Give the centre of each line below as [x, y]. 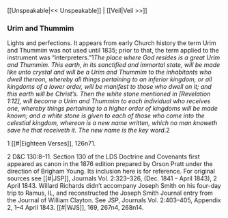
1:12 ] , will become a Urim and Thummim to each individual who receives [109, 101]
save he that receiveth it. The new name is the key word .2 [88, 131]
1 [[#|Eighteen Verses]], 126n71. [52, 144]
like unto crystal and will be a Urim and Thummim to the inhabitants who [109, 72]
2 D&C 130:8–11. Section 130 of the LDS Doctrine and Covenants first [103, 156]
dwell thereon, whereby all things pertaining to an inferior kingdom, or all [110, 79]
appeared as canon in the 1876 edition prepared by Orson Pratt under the [110, 164]
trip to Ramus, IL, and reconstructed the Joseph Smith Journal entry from [110, 193]
